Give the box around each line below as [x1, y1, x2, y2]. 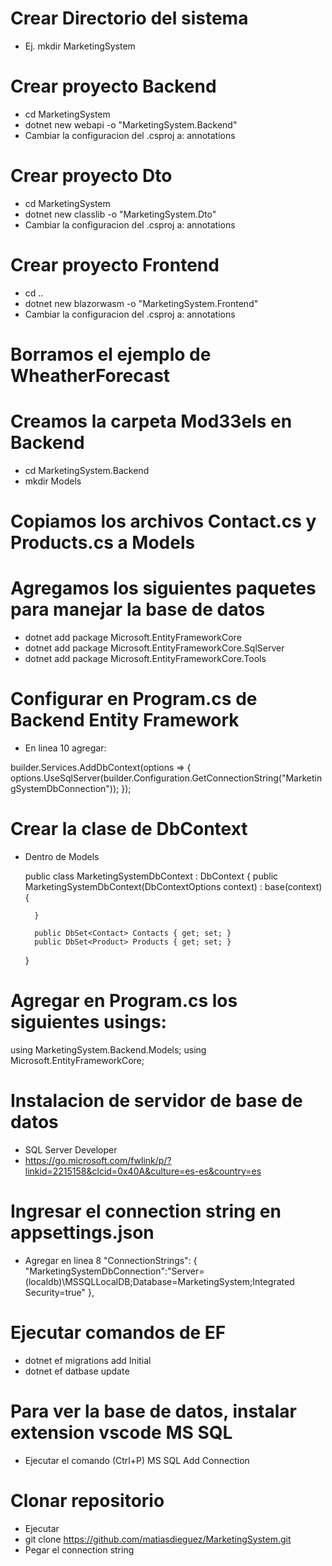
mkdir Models [24, 475, 82, 487]
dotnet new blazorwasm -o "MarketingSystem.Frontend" [24, 297, 259, 309]
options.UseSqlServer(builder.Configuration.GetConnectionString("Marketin [10, 772, 323, 784]
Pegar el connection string [24, 1543, 135, 1556]
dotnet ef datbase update [24, 1365, 130, 1377]
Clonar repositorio [10, 1489, 165, 1512]
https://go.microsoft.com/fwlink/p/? [24, 1154, 172, 1166]
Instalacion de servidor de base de [10, 1090, 303, 1112]
